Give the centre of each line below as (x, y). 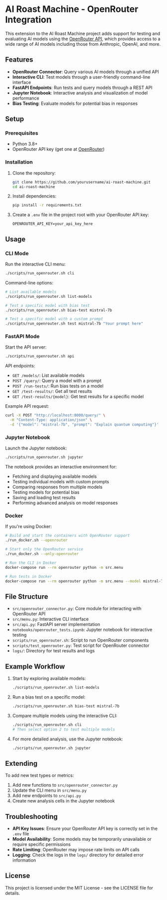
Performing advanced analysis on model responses (65, 503)
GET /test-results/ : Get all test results (52, 391)
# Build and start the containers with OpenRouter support (68, 536)
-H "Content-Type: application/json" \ (51, 420)
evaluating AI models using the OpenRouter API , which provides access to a (83, 39)
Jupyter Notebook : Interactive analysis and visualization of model (80, 92)
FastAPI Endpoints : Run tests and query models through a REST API (82, 88)
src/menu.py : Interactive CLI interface (50, 619)
